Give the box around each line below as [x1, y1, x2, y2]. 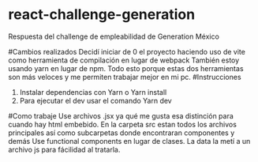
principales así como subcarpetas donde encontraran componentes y [8, 128, 235, 138]
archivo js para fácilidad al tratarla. [8, 145, 121, 154]
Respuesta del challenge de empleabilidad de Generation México [8, 32, 219, 41]
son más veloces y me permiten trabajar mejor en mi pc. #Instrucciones [8, 72, 242, 81]
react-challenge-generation [8, 6, 196, 24]
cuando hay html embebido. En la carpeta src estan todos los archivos [8, 119, 237, 129]
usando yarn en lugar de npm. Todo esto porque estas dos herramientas [8, 63, 244, 73]
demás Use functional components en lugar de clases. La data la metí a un [8, 136, 251, 145]
